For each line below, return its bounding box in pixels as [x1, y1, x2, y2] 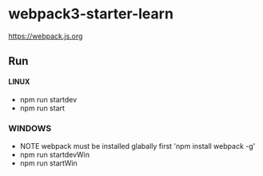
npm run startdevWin [19, 150, 90, 159]
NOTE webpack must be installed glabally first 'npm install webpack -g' [19, 141, 256, 150]
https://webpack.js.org [8, 31, 83, 41]
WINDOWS [8, 123, 52, 134]
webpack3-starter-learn [8, 5, 174, 23]
